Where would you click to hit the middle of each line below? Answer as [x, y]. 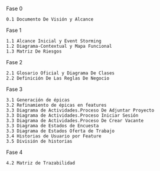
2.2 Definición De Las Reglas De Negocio [58, 78]
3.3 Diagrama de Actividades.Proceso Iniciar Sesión [72, 116]
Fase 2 [14, 62]
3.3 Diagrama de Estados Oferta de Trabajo [61, 131]
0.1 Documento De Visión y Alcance [50, 19]
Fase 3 [14, 89]
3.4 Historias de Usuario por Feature [54, 136]
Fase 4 [14, 152]
